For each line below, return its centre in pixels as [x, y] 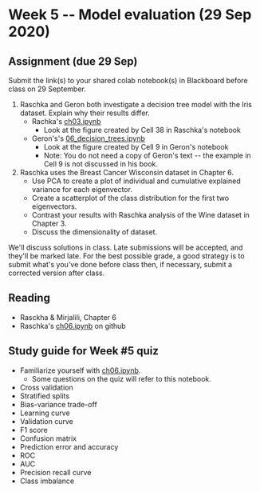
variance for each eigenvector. [82, 189]
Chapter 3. [49, 223]
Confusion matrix [48, 438]
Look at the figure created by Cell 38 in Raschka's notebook [142, 130]
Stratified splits [45, 396]
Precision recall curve [55, 472]
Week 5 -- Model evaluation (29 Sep [130, 15]
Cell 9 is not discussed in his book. [100, 164]
